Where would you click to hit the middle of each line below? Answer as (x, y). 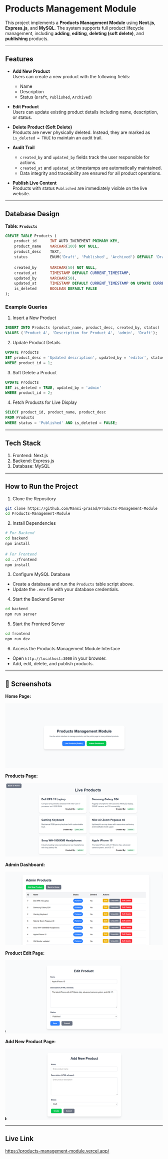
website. (21, 193)
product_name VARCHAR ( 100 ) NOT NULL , (57, 246)
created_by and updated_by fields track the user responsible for (85, 157)
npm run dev (17, 639)
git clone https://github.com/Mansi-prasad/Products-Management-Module (81, 508)
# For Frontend (21, 554)
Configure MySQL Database (41, 574)
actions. (28, 162)
